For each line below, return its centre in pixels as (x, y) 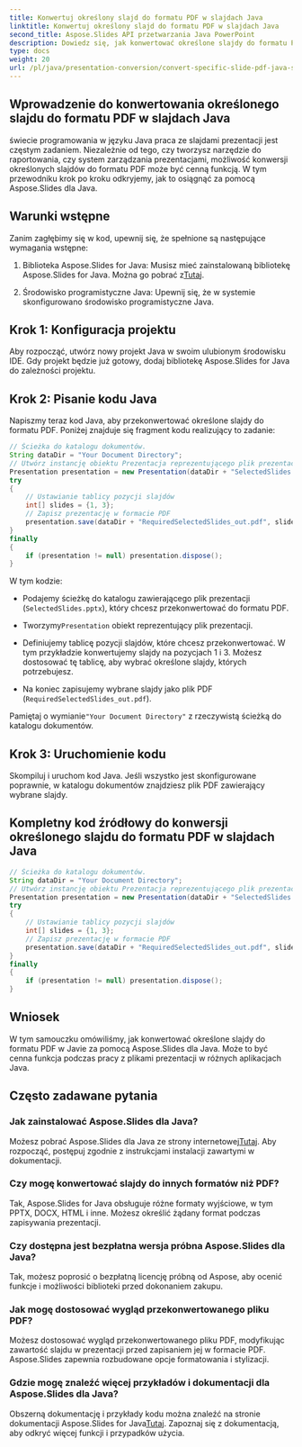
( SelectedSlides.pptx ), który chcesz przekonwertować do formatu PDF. (155, 608)
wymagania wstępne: (49, 248)
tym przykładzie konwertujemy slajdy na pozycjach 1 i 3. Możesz (142, 653)
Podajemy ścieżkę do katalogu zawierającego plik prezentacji (136, 599)
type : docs (30, 51)
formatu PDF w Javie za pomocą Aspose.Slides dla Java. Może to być (138, 1048)
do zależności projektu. (53, 371)
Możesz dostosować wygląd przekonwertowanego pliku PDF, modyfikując (147, 1340)
